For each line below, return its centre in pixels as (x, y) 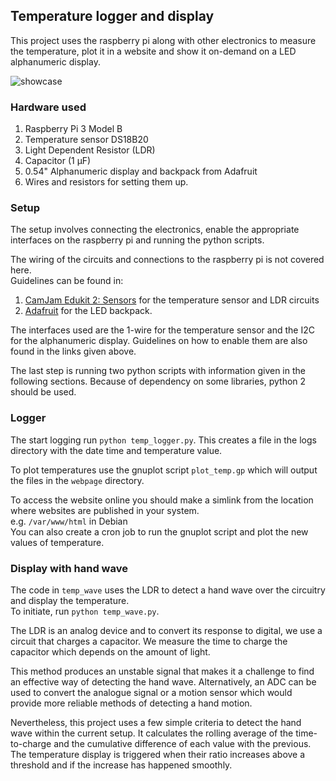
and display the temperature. (70, 600)
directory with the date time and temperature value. (116, 450)
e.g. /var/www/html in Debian (69, 521)
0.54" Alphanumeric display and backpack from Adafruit (141, 171)
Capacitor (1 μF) (58, 161)
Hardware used (48, 107)
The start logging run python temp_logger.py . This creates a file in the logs (163, 440)
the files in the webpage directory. (77, 480)
